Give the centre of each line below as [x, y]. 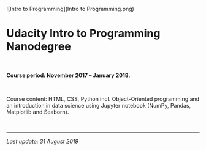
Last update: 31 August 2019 [42, 141]
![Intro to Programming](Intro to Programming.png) [71, 9]
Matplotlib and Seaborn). [38, 112]
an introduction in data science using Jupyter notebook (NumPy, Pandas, [99, 105]
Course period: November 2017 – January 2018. [68, 75]
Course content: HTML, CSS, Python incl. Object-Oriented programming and [103, 99]
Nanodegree [39, 47]
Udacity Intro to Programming [83, 34]
